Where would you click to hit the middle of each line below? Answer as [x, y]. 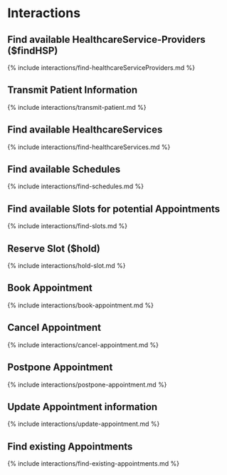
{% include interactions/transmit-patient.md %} [77, 107]
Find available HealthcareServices [85, 130]
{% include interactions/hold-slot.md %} [67, 266]
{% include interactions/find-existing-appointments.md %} [94, 464]
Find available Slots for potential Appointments [114, 209]
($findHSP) [33, 50]
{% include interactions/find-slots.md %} [68, 226]
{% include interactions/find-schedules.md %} [76, 186]
